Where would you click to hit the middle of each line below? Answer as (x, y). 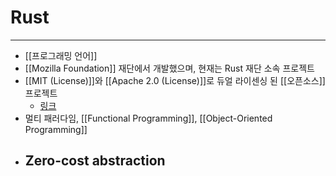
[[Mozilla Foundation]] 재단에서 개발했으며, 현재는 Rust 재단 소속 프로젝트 (169, 68)
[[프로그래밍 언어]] (61, 55)
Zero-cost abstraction (95, 161)
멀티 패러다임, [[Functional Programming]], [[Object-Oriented (148, 118)
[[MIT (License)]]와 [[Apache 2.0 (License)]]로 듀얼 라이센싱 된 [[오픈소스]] (175, 80)
